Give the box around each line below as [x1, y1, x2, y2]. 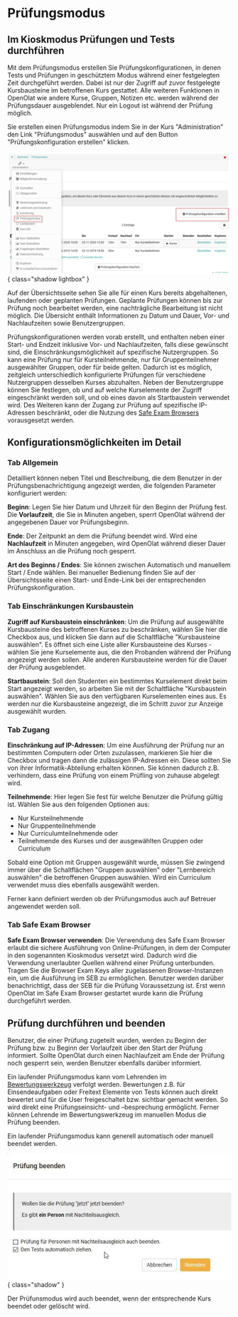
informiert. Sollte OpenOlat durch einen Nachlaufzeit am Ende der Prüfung [7, 1051, 225, 1060]
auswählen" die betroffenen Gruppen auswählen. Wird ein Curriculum [7, 873, 212, 881]
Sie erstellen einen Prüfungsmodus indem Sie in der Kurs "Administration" [7, 123, 224, 131]
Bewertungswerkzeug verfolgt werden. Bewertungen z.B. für [7, 1081, 185, 1089]
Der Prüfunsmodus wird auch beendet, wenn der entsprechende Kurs [7, 1294, 212, 1303]
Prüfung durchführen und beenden [7, 1017, 166, 1029]
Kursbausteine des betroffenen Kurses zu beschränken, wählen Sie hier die [7, 625, 228, 633]
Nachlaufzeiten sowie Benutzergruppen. [7, 318, 126, 327]
